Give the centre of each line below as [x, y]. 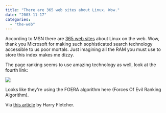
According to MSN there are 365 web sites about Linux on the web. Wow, [82, 39]
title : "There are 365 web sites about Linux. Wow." [63, 10]
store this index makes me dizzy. [40, 55]
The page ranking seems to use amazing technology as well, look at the [81, 65]
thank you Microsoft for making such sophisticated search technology [79, 44]
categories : [18, 19]
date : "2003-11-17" [26, 15]
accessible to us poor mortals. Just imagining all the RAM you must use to [83, 49]
